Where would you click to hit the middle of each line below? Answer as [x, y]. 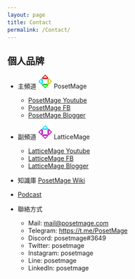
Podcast [30, 194]
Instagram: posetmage [60, 253]
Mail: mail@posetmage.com [68, 223]
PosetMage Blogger [57, 116]
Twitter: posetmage [56, 246]
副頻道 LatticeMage [53, 137]
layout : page [26, 15]
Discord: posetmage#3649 [67, 238]
